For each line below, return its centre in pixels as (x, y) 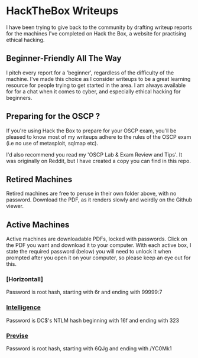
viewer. (15, 206)
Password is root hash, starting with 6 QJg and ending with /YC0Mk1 (89, 349)
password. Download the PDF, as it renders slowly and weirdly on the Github (99, 200)
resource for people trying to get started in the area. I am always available (96, 85)
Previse (17, 336)
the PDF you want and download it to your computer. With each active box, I (99, 245)
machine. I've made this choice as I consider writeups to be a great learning (98, 79)
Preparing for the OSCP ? (53, 116)
